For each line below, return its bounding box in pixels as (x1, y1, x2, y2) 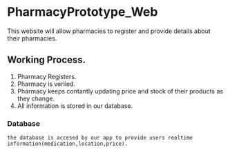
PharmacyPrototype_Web (7, 4, 158, 20)
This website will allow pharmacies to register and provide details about (7, 27, 211, 35)
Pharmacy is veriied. (17, 80, 76, 88)
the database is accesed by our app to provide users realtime (7, 135, 193, 142)
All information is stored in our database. (17, 101, 133, 110)
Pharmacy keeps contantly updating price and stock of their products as (17, 87, 223, 95)
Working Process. (7, 54, 86, 66)
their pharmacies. (7, 34, 57, 42)
